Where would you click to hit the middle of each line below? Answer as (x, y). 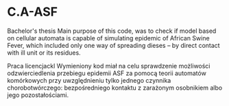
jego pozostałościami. (38, 95)
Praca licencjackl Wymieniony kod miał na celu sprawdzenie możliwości (109, 66)
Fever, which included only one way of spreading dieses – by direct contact (114, 45)
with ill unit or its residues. (44, 53)
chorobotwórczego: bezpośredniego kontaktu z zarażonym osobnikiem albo (115, 88)
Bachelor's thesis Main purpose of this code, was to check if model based (112, 31)
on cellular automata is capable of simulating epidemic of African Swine (109, 38)
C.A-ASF (33, 12)
